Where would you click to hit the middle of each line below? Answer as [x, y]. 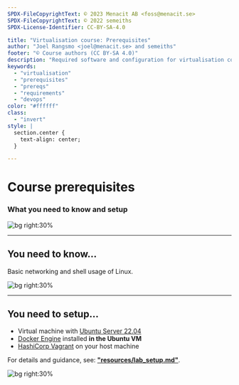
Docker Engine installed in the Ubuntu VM [80, 339]
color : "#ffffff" [33, 106]
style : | [20, 126]
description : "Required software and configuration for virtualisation [116, 60]
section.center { [39, 132]
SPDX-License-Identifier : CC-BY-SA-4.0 [67, 27]
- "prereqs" [32, 86]
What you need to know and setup [68, 209]
